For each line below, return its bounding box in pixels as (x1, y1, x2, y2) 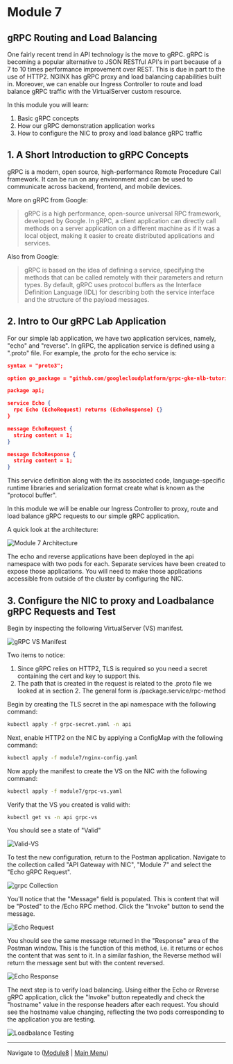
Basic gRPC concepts (17, 114, 80, 122)
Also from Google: (7, 252, 59, 261)
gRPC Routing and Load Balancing (7, 32, 157, 44)
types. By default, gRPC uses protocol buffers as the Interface (24, 280, 202, 289)
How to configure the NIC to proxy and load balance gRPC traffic (17, 129, 202, 137)
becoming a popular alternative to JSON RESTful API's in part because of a (7, 58, 222, 66)
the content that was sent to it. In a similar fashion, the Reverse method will (7, 951, 222, 960)
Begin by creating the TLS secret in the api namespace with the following (7, 700, 216, 708)
